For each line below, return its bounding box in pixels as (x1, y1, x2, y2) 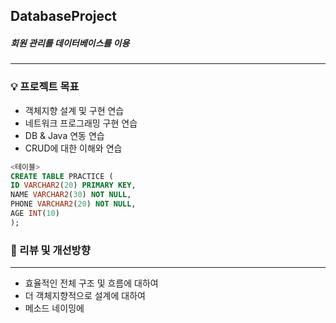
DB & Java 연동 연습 (24, 129, 105, 141)
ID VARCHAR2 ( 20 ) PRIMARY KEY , (10, 180, 137, 191)
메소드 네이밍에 (24, 302, 85, 314)
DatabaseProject (10, 8, 118, 25)
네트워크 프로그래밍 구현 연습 (24, 117, 138, 129)
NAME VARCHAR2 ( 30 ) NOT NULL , (10, 190, 132, 200)
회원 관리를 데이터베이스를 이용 (10, 37, 130, 49)
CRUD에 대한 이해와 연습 (24, 142, 123, 154)
